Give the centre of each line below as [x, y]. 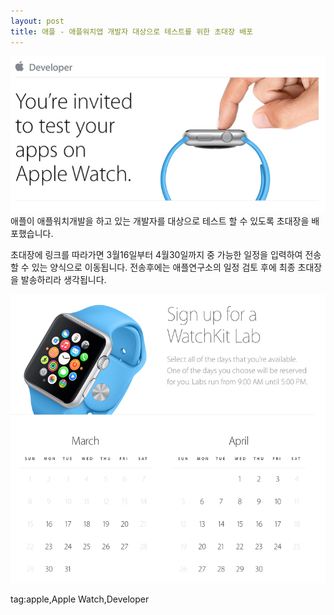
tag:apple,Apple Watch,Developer [80, 599]
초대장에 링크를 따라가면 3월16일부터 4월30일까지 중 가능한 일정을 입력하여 [156, 255]
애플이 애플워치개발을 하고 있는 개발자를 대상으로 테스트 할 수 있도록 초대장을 [160, 221]
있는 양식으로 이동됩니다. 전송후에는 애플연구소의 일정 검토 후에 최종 [163, 267]
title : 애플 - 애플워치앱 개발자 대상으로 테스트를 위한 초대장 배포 [132, 31]
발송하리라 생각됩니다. [63, 280]
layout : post [37, 21]
